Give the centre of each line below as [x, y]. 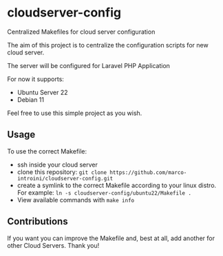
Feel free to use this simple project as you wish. [75, 113]
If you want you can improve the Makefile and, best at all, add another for [111, 238]
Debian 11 [31, 99]
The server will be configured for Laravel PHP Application [89, 65]
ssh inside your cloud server [57, 164]
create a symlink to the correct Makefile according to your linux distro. [117, 185]
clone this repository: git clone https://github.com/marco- [102, 172]
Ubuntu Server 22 [42, 92]
